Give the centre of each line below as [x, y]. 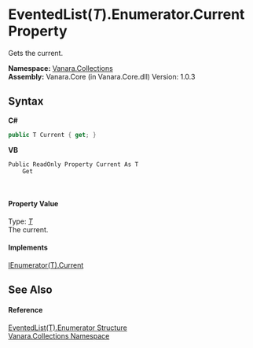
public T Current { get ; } [52, 135]
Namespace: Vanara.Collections [61, 68]
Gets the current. [36, 53]
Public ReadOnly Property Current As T [73, 164]
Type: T [20, 221]
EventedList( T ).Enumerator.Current [126, 15]
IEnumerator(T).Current [46, 265]
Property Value [33, 204]
